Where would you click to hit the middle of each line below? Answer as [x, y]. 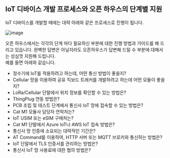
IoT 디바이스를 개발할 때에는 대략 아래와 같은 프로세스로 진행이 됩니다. [75, 22]
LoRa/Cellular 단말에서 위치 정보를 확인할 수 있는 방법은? [69, 92]
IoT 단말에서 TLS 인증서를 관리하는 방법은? [55, 143]
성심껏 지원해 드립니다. [33, 56]
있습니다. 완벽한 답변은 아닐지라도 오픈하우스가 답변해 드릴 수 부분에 [82, 50]
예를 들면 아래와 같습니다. [31, 62]
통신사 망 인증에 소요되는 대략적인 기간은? [54, 131]
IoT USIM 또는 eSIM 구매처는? [43, 118]
